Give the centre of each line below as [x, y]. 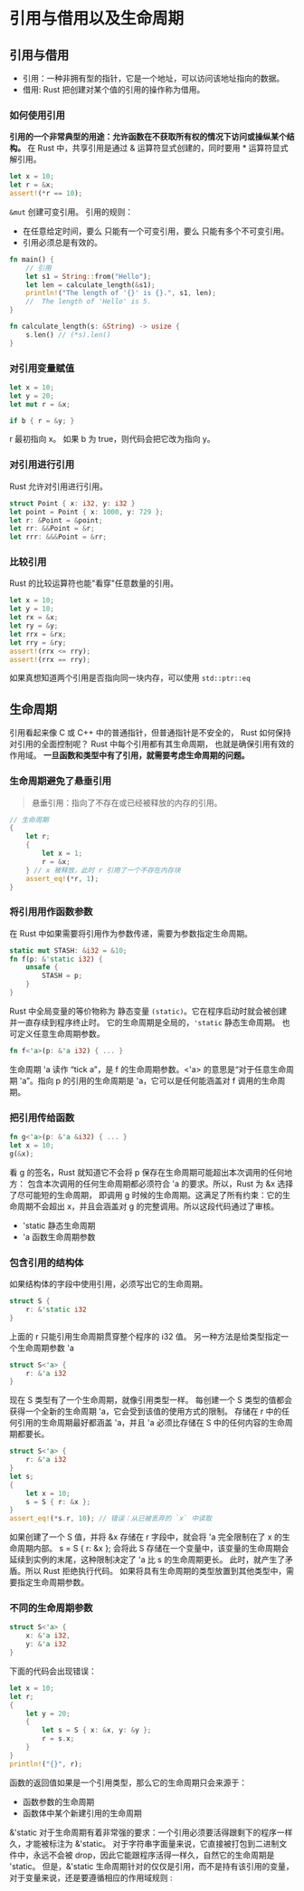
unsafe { [42, 967]
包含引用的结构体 [47, 1262]
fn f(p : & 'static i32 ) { [56, 959]
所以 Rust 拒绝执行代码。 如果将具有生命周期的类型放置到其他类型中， [156, 1571]
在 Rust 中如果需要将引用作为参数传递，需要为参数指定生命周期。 [131, 933]
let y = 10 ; [32, 609]
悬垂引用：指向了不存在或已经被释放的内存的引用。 [127, 802]
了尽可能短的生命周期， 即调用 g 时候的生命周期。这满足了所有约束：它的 [146, 1195]
